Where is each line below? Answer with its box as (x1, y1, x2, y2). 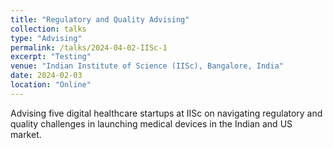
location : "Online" (10, 80, 92, 90)
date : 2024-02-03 (10, 71, 83, 81)
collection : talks (10, 24, 87, 34)
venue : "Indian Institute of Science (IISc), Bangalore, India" (10, 61, 284, 71)
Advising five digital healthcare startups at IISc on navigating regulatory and (10, 107, 323, 119)
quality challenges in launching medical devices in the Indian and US (10, 117, 293, 130)
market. (10, 128, 42, 140)
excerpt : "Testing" (10, 52, 92, 62)
